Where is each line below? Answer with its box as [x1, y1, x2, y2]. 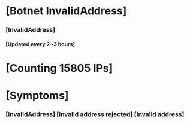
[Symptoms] [5, 89, 69, 102]
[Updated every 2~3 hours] [5, 40, 76, 47]
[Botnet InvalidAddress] [5, 4, 127, 18]
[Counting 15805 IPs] [5, 61, 113, 75]
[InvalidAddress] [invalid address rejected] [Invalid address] [5, 110, 185, 118]
